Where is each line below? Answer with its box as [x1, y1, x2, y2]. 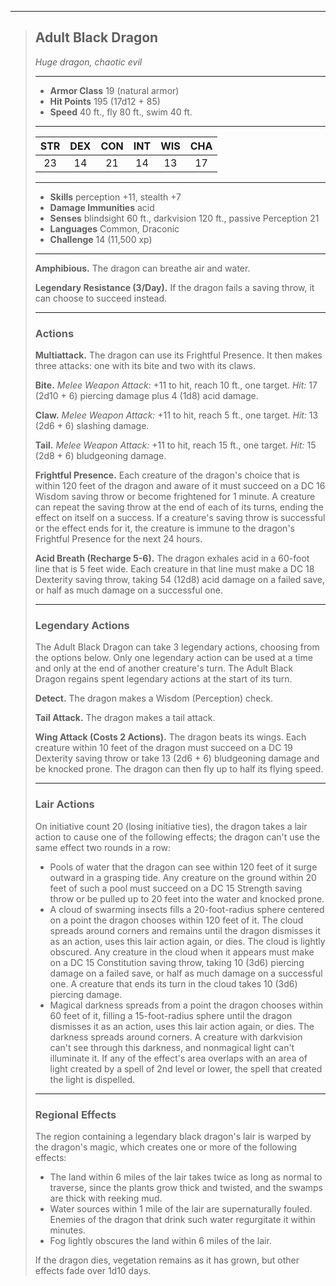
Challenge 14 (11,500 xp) [49, 233, 153, 245]
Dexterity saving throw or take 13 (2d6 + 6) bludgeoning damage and [34, 752, 320, 765]
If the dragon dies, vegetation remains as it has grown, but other [34, 1254, 300, 1266]
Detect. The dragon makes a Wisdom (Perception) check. [34, 692, 274, 705]
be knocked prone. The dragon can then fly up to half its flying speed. [34, 763, 324, 775]
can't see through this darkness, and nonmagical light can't [49, 1041, 295, 1053]
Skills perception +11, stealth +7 [49, 191, 182, 203]
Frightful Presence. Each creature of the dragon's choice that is [34, 469, 300, 481]
